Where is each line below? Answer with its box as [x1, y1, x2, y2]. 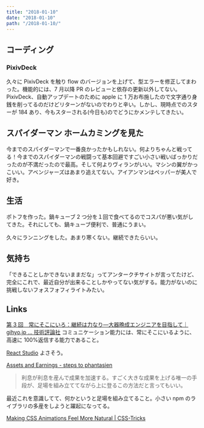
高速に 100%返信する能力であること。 [6, 336, 102, 344]
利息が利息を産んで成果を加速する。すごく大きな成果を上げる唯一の [21, 374, 192, 382]
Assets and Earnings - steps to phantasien [6, 361, 113, 369]
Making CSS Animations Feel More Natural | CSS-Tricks [6, 415, 146, 422]
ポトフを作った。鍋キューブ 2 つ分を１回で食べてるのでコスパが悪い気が [6, 213, 189, 220]
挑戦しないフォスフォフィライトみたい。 [6, 286, 108, 293]
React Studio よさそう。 [6, 349, 66, 356]
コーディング [6, 44, 54, 55]
